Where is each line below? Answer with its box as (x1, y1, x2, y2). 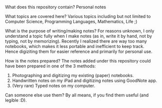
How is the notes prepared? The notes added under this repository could (5, 58, 151, 63)
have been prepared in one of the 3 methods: (5, 63, 96, 69)
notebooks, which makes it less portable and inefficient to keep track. (5, 44, 144, 49)
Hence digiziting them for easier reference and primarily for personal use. (5, 48, 153, 54)
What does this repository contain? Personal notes (5, 4, 106, 10)
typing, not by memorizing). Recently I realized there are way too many (5, 38, 147, 44)
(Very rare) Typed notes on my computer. (12, 83, 95, 89)
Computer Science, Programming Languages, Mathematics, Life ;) (5, 19, 138, 24)
